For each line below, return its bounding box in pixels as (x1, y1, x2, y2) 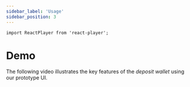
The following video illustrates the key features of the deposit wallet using (6, 68, 185, 75)
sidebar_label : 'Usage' (6, 8, 65, 14)
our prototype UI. (6, 74, 48, 81)
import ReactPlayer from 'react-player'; (6, 30, 109, 35)
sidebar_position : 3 (6, 14, 57, 20)
